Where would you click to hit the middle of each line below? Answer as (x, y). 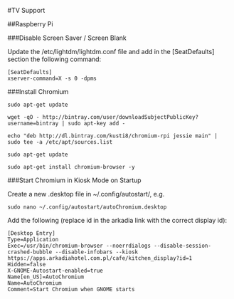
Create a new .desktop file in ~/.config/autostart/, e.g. (86, 194)
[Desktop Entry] (31, 234)
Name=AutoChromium (34, 283)
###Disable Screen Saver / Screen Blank (67, 38)
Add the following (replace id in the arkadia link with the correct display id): (117, 220)
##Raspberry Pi (30, 24)
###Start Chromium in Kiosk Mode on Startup (74, 180)
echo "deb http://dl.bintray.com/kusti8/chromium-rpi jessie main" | (113, 136)
